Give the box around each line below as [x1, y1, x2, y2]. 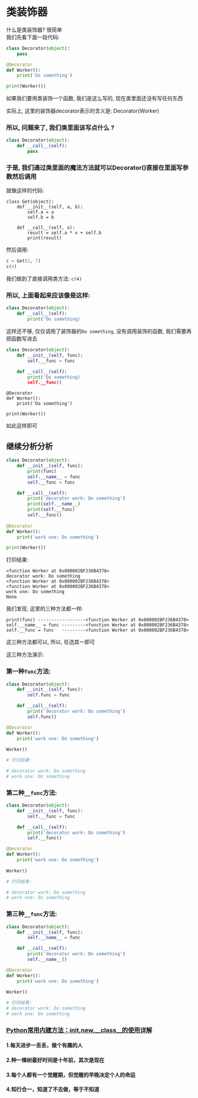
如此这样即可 [6, 422, 37, 430]
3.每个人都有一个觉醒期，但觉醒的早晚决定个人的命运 [6, 1071, 136, 1078]
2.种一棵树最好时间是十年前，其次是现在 [6, 1057, 105, 1064]
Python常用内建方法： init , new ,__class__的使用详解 [6, 1026, 152, 1034]
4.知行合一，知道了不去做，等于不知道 [6, 1086, 99, 1093]
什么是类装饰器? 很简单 [6, 26, 63, 33]
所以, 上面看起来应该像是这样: [6, 292, 90, 300]
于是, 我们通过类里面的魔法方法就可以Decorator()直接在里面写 [6, 164, 183, 172]
